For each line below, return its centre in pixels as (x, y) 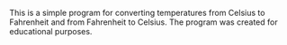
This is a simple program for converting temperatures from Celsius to (137, 13)
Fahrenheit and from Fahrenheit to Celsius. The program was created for (143, 22)
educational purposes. (51, 31)
